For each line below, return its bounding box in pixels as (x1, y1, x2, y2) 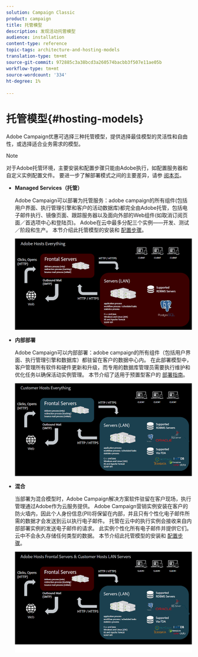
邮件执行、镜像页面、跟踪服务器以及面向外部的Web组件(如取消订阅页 (19, 212, 188, 219)
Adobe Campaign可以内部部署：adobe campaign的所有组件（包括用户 (14, 349, 186, 356)
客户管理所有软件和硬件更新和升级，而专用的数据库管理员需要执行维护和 (14, 364, 190, 371)
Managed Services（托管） (14, 184, 83, 191)
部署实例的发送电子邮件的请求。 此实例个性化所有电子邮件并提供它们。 (19, 525, 192, 532)
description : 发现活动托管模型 (6, 28, 76, 34)
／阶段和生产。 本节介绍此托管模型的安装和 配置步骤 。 (14, 226, 147, 233)
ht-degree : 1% (6, 78, 41, 84)
